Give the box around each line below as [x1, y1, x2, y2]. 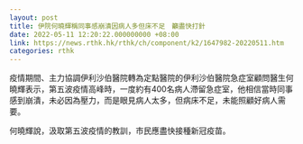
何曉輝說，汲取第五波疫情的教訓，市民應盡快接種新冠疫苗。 [9, 125, 231, 136]
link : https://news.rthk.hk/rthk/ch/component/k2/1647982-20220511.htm [9, 38, 284, 48]
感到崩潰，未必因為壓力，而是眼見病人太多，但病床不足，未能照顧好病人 [9, 95, 278, 106]
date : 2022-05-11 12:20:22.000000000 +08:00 [9, 30, 179, 39]
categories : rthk [9, 47, 75, 56]
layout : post [9, 13, 59, 22]
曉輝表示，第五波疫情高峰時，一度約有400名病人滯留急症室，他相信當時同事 [9, 84, 293, 94]
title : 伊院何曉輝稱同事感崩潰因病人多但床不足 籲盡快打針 [9, 22, 206, 31]
